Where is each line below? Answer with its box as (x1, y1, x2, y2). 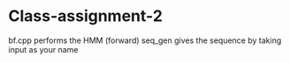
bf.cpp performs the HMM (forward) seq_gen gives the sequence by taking (8, 35, 282, 45)
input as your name (8, 44, 79, 54)
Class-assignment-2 (8, 6, 163, 26)
